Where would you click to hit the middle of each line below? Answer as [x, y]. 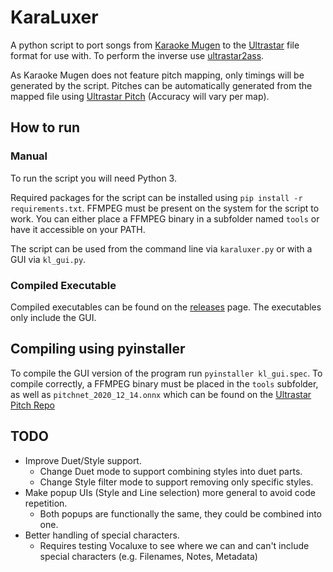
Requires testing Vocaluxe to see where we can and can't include [174, 545]
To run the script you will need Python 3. [93, 178]
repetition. [46, 503]
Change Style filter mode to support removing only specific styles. [176, 482]
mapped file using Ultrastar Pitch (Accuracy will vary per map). [140, 96]
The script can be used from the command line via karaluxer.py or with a [161, 248]
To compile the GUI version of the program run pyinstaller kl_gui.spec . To [166, 373]
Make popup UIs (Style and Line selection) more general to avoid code [170, 492]
